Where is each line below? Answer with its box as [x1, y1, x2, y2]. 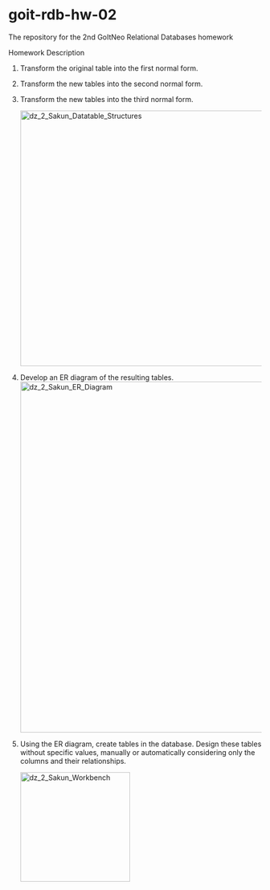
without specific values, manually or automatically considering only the [19, 747, 256, 757]
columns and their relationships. [19, 756, 127, 765]
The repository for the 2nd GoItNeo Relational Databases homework [8, 32, 234, 42]
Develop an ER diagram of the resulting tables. [19, 372, 174, 382]
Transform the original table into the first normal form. [19, 63, 198, 73]
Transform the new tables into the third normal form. [19, 94, 194, 104]
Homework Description [8, 47, 85, 57]
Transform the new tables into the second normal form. [19, 79, 203, 88]
